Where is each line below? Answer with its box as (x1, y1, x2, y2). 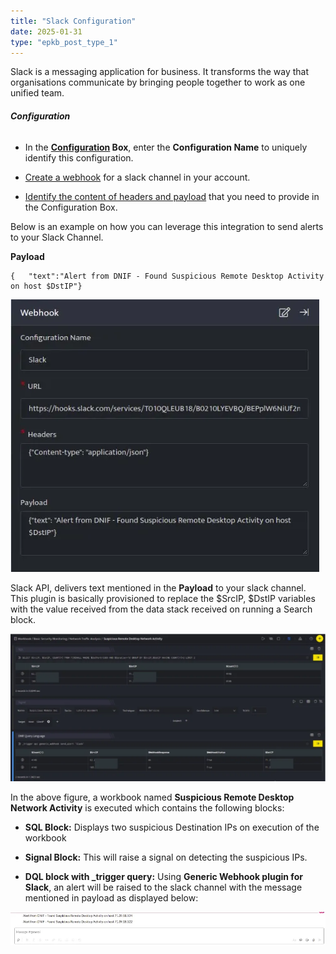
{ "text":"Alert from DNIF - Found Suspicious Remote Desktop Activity (10, 271, 325, 281)
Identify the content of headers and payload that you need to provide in (24, 190, 320, 202)
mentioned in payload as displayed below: (24, 892, 199, 904)
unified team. (10, 87, 65, 99)
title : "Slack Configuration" (10, 16, 137, 26)
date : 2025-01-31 (10, 26, 83, 37)
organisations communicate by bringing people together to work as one (10, 76, 306, 89)
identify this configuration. (24, 151, 134, 164)
